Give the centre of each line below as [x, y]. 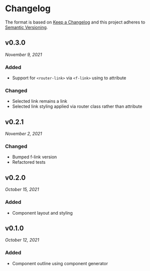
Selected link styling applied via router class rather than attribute [77, 106]
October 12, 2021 [22, 240]
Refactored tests [29, 162]
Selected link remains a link [40, 101]
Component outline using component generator [60, 263]
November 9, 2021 [24, 54]
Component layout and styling [43, 213]
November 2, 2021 [24, 134]
